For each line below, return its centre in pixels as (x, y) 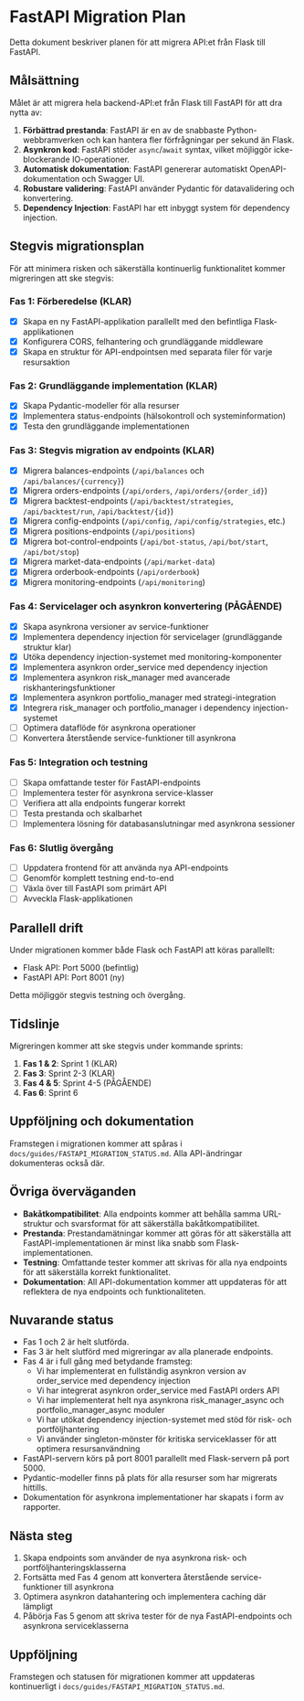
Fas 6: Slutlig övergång (62, 847)
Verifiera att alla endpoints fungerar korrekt (104, 803)
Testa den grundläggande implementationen (106, 426)
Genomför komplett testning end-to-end (98, 878)
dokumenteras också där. (57, 1163)
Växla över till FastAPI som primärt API (94, 888)
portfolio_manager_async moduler (100, 1410)
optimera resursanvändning (88, 1449)
